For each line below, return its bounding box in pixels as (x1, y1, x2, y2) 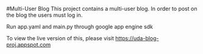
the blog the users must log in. (6, 11, 83, 19)
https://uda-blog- (115, 35, 160, 41)
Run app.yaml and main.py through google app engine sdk (6, 23, 154, 30)
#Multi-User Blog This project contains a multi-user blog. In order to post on (6, 5, 198, 12)
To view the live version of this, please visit (6, 35, 115, 41)
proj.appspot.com (6, 41, 51, 48)
